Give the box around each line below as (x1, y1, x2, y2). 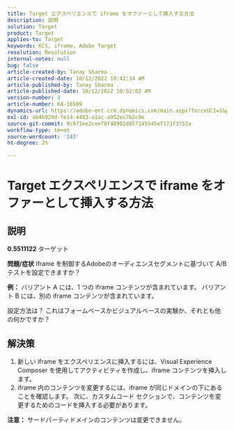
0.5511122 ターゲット (7, 245, 69, 253)
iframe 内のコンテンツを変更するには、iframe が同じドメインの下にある (17, 383, 223, 392)
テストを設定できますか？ (7, 269, 81, 277)
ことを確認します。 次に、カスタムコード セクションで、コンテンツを (17, 392, 216, 400)
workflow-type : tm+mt (7, 127, 70, 134)
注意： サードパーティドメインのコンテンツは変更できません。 (7, 415, 186, 424)
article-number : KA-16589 (7, 101, 82, 108)
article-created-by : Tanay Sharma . (7, 68, 114, 75)
